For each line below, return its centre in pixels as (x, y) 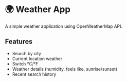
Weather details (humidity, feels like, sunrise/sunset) (65, 69)
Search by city (27, 53)
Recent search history (34, 74)
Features (19, 42)
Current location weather (37, 59)
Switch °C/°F (25, 63)
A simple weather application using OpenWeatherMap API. (64, 26)
